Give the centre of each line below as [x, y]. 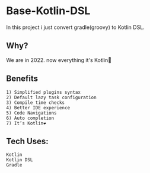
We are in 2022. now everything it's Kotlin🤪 [59, 60]
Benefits [22, 79]
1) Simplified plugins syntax [44, 92]
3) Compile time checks [36, 102]
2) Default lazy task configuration [51, 97]
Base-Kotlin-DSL [48, 11]
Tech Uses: [27, 141]
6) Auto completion [30, 118]
